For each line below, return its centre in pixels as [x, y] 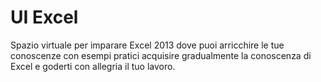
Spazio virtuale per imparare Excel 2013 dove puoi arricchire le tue [147, 45]
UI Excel [44, 17]
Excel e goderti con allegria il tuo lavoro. [93, 66]
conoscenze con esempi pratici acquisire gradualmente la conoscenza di [161, 55]
